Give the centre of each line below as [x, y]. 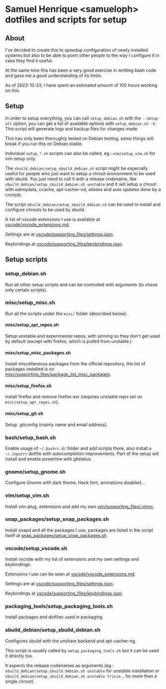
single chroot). [20, 681]
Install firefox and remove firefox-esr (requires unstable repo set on [74, 397]
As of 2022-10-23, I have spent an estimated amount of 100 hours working [81, 85]
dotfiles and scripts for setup [66, 20]
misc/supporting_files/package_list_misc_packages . [58, 374]
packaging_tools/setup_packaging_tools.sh [59, 606]
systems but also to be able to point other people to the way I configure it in [82, 55]
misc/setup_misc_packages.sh [38, 352]
